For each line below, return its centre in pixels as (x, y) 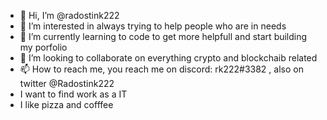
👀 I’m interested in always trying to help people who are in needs (153, 26)
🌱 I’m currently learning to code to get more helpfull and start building (163, 36)
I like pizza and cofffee (66, 104)
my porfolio (43, 47)
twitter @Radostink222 (67, 83)
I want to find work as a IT (73, 94)
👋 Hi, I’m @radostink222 (69, 15)
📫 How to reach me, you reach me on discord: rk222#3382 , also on (161, 69)
